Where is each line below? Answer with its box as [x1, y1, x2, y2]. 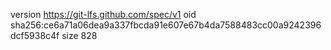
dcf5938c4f [10, 30, 60, 41]
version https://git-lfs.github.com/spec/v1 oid [10, 9, 197, 20]
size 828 [61, 30, 98, 41]
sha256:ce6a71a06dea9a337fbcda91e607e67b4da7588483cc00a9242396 [10, 19, 322, 31]
